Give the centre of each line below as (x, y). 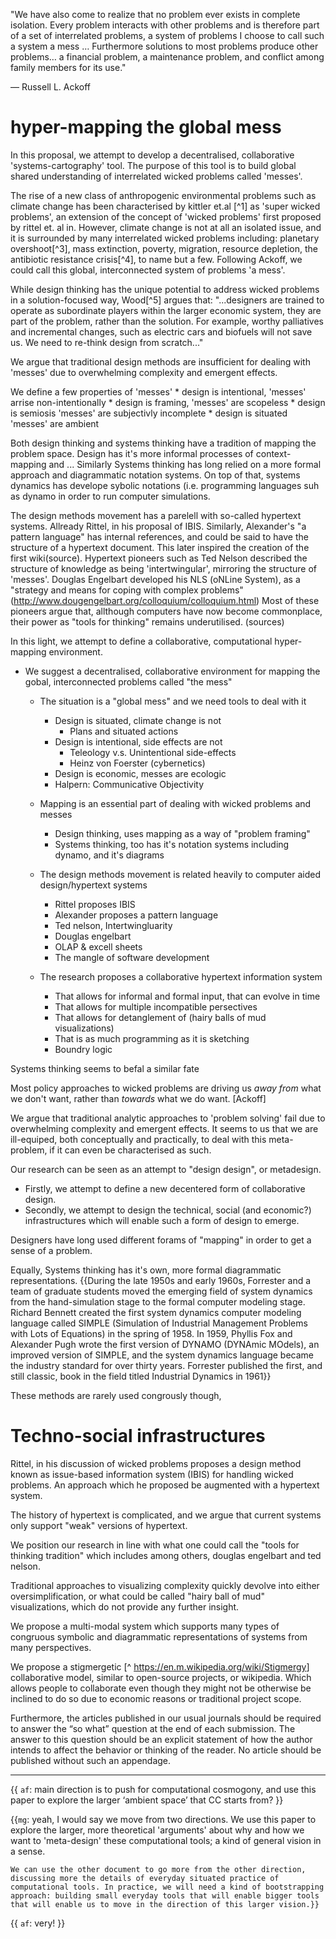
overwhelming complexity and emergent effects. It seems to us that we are (164, 1128)
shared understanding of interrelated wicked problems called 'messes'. (156, 176)
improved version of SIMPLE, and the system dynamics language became (162, 1355)
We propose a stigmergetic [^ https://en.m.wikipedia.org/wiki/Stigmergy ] (160, 1666)
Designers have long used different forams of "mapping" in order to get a (161, 1240)
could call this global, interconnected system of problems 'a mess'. (148, 270)
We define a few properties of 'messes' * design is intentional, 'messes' (158, 391)
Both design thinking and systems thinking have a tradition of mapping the (163, 443)
